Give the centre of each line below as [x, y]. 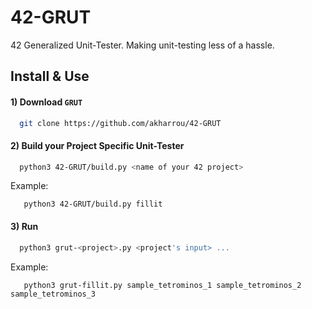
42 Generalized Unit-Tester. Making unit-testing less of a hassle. [142, 45]
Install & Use [50, 76]
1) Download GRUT [46, 102]
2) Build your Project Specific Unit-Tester [97, 145]
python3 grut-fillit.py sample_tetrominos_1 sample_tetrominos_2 [162, 285]
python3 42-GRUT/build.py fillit [93, 204]
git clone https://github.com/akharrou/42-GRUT [120, 123]
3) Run [24, 227]
